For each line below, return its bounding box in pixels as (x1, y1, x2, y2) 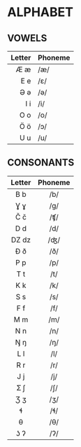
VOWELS (7, 32, 47, 44)
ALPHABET (7, 4, 73, 20)
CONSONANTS (7, 157, 75, 169)
